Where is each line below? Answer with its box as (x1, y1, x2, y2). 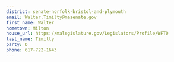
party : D (6, 42, 28, 48)
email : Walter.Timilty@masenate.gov (6, 14, 97, 20)
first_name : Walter (6, 19, 55, 25)
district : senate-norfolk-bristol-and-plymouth (6, 8, 126, 15)
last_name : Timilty (6, 36, 55, 42)
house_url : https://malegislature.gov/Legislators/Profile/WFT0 (6, 31, 169, 37)
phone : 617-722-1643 (6, 47, 58, 53)
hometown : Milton (6, 25, 49, 31)
